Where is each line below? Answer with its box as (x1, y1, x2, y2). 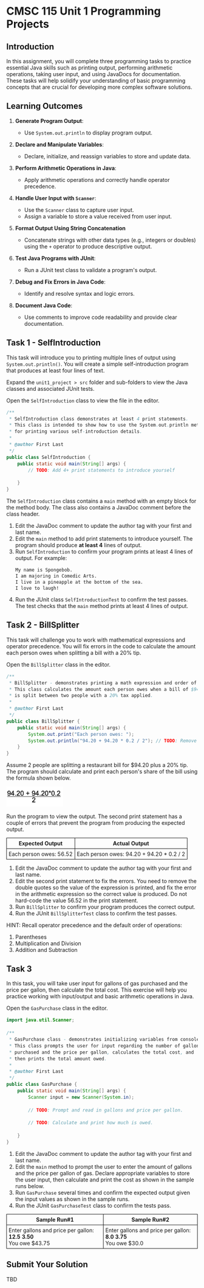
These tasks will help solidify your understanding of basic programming (6, 77, 186, 84)
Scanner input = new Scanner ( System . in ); (28, 1094, 135, 1100)
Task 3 (6, 964, 32, 974)
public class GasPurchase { (6, 1082, 78, 1088)
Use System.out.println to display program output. (24, 129, 153, 136)
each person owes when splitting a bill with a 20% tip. (6, 649, 141, 656)
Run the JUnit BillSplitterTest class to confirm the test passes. (15, 909, 177, 917)
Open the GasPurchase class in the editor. (6, 1004, 108, 1012)
